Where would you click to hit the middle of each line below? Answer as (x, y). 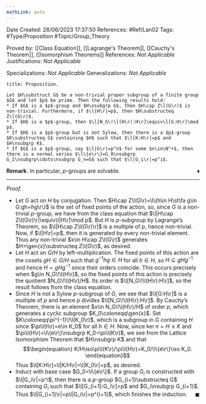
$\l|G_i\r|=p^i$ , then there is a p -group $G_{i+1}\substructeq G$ (96, 379)
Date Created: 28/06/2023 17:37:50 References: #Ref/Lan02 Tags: (90, 29)
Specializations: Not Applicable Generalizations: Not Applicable (86, 73)
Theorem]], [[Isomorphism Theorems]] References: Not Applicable (90, 54)
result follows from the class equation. (63, 287)
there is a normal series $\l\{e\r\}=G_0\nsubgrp (71, 154)
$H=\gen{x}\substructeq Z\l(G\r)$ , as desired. (73, 246)
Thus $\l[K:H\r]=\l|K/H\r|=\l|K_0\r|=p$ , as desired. (78, 365)
